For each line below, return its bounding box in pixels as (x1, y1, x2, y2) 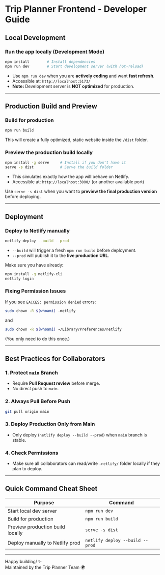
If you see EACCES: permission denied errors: (5, 299, 96, 305)
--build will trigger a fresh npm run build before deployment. (12, 247, 137, 253)
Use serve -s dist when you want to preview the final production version (5, 188, 157, 195)
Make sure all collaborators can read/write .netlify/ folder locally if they (12, 460, 160, 466)
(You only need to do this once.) (5, 336, 70, 342)
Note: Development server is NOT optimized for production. (12, 83, 135, 89)
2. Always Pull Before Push (5, 398, 71, 405)
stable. (12, 437, 26, 443)
